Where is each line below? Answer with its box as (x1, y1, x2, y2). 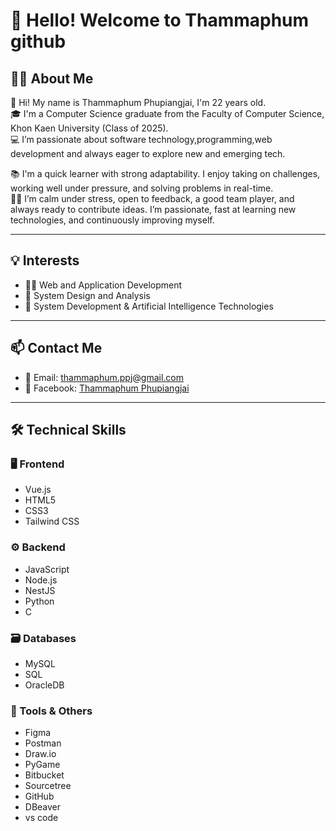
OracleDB (24, 679, 65, 691)
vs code (24, 812, 59, 824)
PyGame (24, 759, 61, 771)
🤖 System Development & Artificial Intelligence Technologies (24, 300, 274, 312)
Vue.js (24, 484, 52, 496)
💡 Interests (10, 252, 80, 269)
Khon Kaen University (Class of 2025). (10, 122, 169, 134)
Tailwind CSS (24, 515, 80, 528)
